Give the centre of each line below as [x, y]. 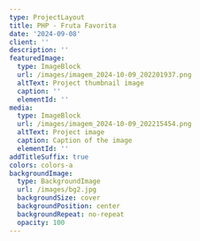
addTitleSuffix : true [49, 157]
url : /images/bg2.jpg [57, 190]
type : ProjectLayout [47, 17]
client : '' [29, 42]
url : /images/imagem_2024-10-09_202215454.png [104, 124]
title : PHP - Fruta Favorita [63, 26]
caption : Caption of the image [75, 140]
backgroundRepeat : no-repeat [71, 214]
